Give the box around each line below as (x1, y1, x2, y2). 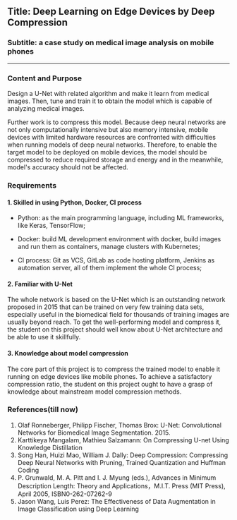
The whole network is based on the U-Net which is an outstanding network (7, 296, 226, 304)
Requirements (7, 180, 57, 190)
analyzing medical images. (7, 104, 85, 112)
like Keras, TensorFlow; (17, 222, 86, 230)
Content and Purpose (7, 73, 83, 83)
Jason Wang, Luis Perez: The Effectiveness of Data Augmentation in (17, 497, 217, 505)
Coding (17, 466, 39, 474)
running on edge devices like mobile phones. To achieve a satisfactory (7, 372, 212, 380)
